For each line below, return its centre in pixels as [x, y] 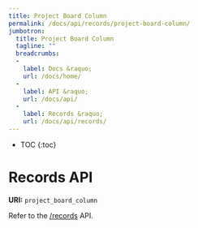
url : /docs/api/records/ [65, 122]
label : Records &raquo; [63, 114]
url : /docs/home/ [52, 76]
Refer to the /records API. [51, 215]
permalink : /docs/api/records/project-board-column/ [99, 24]
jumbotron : [27, 31]
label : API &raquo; [56, 91]
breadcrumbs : [38, 54]
